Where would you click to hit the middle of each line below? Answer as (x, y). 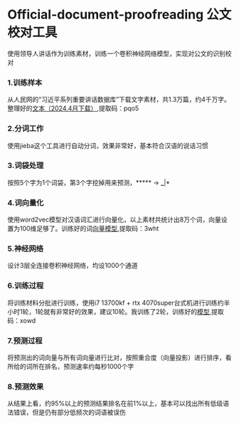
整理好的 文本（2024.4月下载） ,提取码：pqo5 (73, 108)
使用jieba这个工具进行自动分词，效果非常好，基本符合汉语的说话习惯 (108, 145)
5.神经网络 (26, 249)
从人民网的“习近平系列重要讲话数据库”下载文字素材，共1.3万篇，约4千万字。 (119, 100)
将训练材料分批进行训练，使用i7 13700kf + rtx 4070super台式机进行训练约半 (119, 303)
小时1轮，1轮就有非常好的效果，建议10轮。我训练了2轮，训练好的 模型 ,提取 (116, 311)
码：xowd (22, 320)
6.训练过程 (26, 286)
